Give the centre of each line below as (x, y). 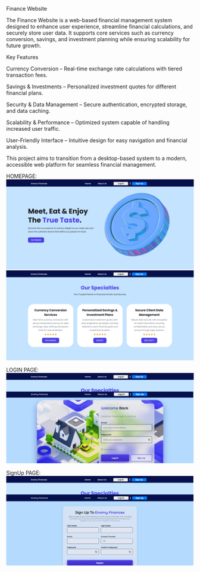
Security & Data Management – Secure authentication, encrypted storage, (97, 104)
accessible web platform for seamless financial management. (81, 164)
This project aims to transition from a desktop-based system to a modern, (97, 158)
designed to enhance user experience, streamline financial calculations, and (100, 27)
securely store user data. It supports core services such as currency (90, 33)
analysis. (17, 147)
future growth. (24, 45)
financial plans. (25, 93)
